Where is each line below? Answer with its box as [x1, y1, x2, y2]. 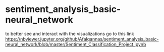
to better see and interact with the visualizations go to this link [5, 30, 134, 36]
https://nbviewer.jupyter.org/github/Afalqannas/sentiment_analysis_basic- [5, 36, 159, 42]
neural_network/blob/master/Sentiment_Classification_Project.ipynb [5, 41, 146, 47]
